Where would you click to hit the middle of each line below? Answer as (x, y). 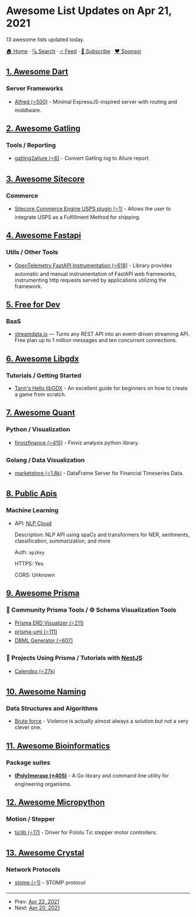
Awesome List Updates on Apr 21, (89, 11)
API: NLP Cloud (33, 523)
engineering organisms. (43, 784)
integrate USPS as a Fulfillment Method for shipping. (78, 217)
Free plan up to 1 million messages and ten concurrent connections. (96, 340)
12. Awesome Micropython (55, 802)
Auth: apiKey (29, 552)
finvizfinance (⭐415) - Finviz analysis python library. (77, 442)
